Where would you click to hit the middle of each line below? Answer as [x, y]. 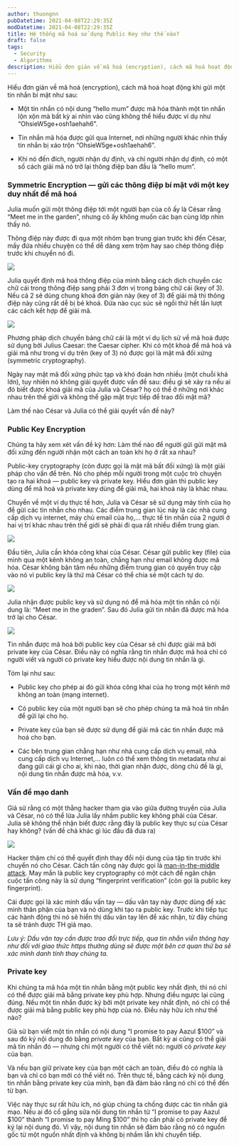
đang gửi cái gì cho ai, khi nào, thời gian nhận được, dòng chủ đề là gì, [120, 767]
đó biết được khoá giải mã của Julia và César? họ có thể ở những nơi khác [116, 389]
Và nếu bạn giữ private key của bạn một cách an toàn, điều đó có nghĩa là [115, 1068]
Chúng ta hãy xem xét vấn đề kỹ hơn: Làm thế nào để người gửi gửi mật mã [117, 445]
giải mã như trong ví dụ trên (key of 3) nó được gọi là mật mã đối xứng [110, 352]
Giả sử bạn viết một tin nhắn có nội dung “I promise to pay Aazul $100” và [116, 1031]
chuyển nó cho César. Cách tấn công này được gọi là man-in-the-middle [113, 865]
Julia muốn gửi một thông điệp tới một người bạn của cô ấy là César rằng [114, 209]
